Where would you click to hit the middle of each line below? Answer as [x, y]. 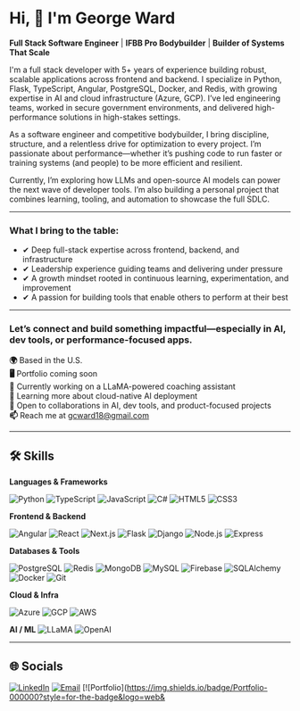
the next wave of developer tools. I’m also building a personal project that [144, 189]
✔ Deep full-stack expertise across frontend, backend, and [130, 250]
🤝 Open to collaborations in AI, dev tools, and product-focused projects [141, 405]
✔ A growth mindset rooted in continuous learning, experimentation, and [155, 278]
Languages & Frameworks [59, 482]
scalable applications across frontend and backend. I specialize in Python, [146, 79]
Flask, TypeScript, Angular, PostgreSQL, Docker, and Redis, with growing [143, 88]
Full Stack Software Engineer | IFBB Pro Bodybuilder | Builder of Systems [147, 43]
